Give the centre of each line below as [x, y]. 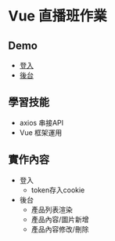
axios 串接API [41, 122]
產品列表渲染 [52, 210]
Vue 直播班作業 [57, 16]
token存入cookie [58, 190]
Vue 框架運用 [41, 132]
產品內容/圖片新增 [60, 219]
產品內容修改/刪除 [60, 229]
